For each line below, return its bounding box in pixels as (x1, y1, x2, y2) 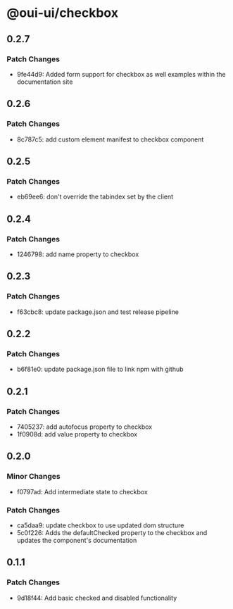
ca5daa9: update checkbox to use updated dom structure (16, 521, 184, 529)
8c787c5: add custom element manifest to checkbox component (16, 135, 204, 144)
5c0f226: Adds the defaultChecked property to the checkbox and (16, 528, 208, 536)
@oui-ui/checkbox (6, 5, 119, 21)
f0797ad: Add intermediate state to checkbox (16, 487, 149, 496)
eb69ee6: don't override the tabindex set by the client (16, 192, 174, 201)
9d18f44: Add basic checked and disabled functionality (16, 594, 177, 602)
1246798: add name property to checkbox (16, 250, 139, 258)
